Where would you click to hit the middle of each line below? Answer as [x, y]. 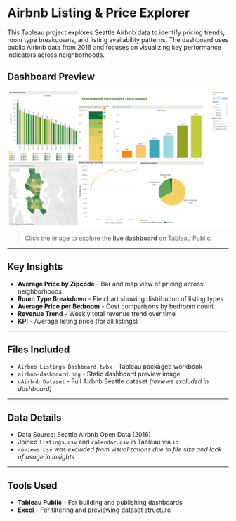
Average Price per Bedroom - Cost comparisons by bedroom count [116, 306]
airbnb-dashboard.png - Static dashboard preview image [99, 374]
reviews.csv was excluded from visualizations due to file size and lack [119, 449]
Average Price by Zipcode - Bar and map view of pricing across [110, 284]
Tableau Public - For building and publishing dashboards [100, 503]
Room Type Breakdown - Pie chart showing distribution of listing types [120, 298]
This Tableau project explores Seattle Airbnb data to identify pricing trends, [116, 32]
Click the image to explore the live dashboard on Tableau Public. [118, 238]
